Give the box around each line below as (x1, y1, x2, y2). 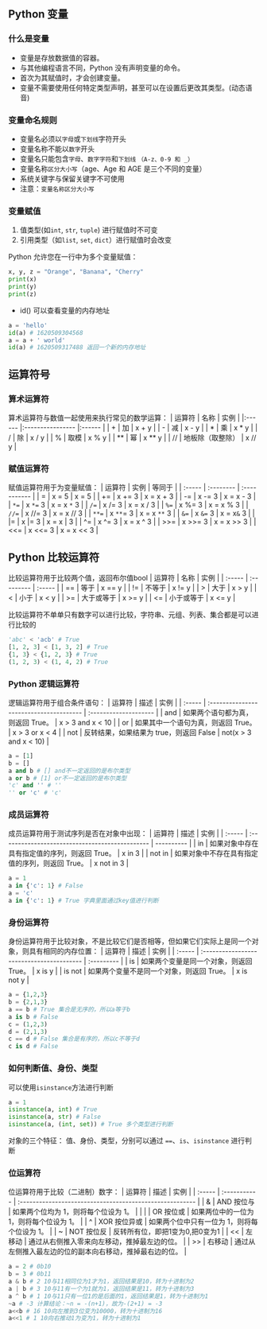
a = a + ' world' (8, 336, 66, 344)
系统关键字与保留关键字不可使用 (19, 173, 125, 183)
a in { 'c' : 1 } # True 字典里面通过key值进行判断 (8, 897, 159, 905)
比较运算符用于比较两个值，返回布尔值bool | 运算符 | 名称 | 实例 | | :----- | (8, 573, 249, 583)
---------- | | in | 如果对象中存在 (154, 838, 259, 849)
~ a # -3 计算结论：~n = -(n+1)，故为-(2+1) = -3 (8, 1300, 163, 1308)
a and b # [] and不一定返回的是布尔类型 (8, 767, 131, 775)
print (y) (8, 283, 37, 291)
